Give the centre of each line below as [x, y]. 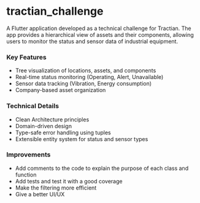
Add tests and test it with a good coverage [69, 181]
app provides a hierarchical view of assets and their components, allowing [100, 34]
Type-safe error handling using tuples [63, 132]
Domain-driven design [44, 126]
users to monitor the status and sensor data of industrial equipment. [92, 41]
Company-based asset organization [60, 90]
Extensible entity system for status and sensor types [82, 139]
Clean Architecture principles [52, 119]
